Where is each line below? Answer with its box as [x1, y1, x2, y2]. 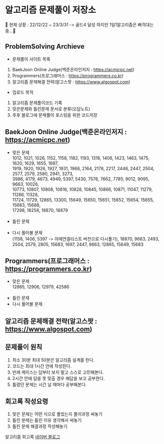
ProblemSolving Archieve [5, 42, 85, 51]
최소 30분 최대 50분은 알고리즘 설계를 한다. [12, 357, 95, 363]
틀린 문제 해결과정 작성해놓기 [12, 423, 68, 429]
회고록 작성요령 [5, 397, 48, 406]
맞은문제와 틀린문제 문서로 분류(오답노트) [12, 106, 91, 112]
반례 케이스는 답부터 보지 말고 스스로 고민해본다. [12, 369, 104, 375]
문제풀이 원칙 [5, 343, 43, 352]
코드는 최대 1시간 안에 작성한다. [12, 363, 72, 369]
